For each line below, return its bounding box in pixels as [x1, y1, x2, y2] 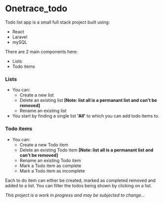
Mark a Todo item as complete [19, 163, 82, 169]
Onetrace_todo [5, 3, 67, 14]
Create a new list [19, 92, 54, 98]
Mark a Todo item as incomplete [19, 168, 85, 174]
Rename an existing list [19, 108, 66, 114]
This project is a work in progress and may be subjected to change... [5, 192, 145, 198]
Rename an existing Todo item [19, 157, 81, 163]
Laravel [12, 34, 28, 40]
